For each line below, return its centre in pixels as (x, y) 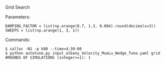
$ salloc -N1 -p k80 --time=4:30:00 (43, 49)
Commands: (18, 40)
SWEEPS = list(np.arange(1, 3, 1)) (42, 30)
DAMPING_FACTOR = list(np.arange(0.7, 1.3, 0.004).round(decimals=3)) (80, 26)
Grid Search (18, 7)
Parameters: (18, 17)
